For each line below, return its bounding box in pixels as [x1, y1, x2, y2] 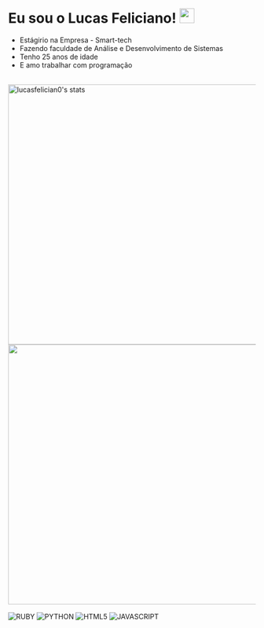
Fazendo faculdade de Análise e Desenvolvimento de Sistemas [19, 43, 224, 53]
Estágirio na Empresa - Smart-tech [19, 35, 132, 45]
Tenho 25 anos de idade [19, 52, 98, 61]
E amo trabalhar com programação [19, 60, 133, 70]
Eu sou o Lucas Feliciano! [8, 9, 177, 27]
